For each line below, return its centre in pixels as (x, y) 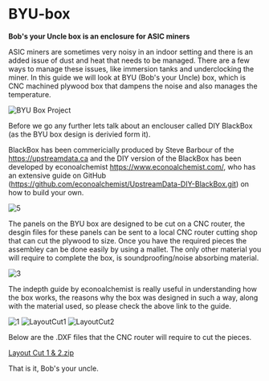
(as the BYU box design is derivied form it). (79, 134)
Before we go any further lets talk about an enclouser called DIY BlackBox (130, 125)
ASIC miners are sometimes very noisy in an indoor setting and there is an (130, 51)
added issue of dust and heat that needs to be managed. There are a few (129, 60)
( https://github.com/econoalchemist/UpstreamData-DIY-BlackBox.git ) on (129, 184)
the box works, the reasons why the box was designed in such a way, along (133, 297)
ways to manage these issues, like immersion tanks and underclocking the (131, 68)
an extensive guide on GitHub (57, 175)
